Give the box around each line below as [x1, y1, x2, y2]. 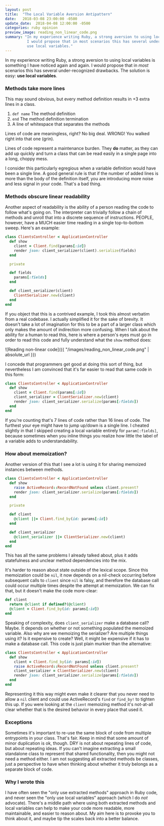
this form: [5, 371, 24, 377]
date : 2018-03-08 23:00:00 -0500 [5, 16, 78, 21]
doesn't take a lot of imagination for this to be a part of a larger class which [5, 321, 156, 327]
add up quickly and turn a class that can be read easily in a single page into [5, 150, 157, 156]
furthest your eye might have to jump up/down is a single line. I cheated [5, 422, 149, 428]
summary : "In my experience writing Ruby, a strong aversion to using [5, 35, 152, 40]
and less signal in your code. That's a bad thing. [5, 181, 102, 187]
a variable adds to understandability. [5, 438, 79, 444]
